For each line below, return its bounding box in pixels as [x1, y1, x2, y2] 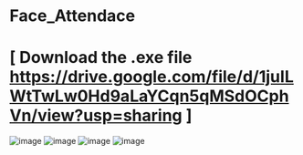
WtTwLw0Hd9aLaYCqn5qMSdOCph [9, 86, 289, 107]
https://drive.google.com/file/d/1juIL [9, 67, 294, 88]
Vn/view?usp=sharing [9, 106, 183, 126]
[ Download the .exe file [9, 47, 193, 68]
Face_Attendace [9, 5, 135, 26]
